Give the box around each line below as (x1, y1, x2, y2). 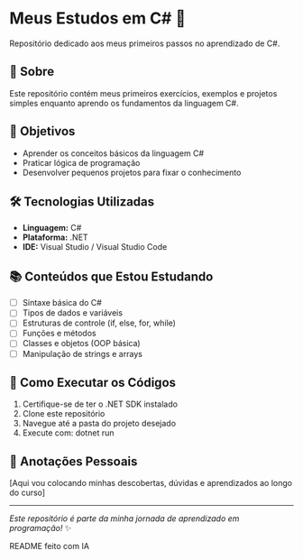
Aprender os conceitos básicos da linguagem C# (22, 148, 205, 159)
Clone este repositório (22, 408, 106, 419)
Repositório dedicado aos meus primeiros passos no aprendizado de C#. (9, 38, 280, 49)
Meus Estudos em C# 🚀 (9, 8, 187, 29)
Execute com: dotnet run (22, 427, 115, 438)
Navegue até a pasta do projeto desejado (22, 418, 177, 429)
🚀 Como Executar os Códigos (9, 374, 177, 390)
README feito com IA (9, 541, 90, 552)
